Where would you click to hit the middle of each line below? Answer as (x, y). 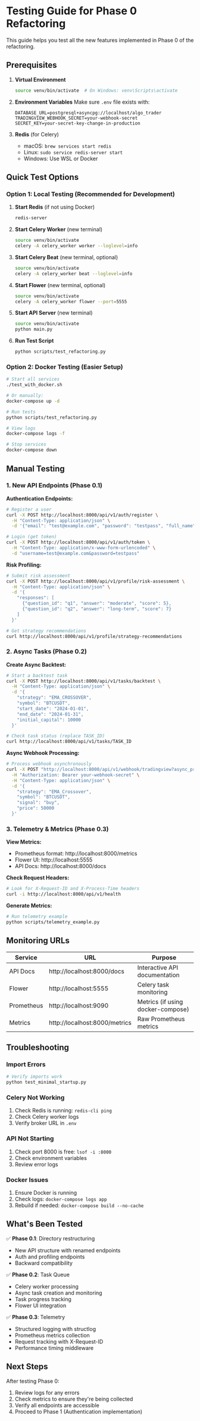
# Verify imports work (34, 1077)
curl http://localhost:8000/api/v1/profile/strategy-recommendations (94, 636)
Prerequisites (32, 65)
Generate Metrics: (29, 906)
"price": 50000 (36, 809)
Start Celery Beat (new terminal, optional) (66, 257)
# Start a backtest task (37, 675)
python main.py (34, 329)
